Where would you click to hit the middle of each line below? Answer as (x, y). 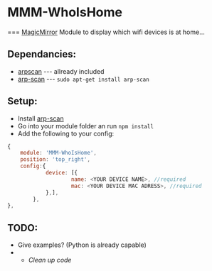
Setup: (22, 101)
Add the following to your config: (66, 133)
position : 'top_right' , (55, 160)
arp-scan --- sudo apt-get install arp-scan (83, 79)
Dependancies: (42, 54)
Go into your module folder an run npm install (86, 126)
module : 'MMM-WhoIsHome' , (59, 153)
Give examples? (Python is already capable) (82, 245)
